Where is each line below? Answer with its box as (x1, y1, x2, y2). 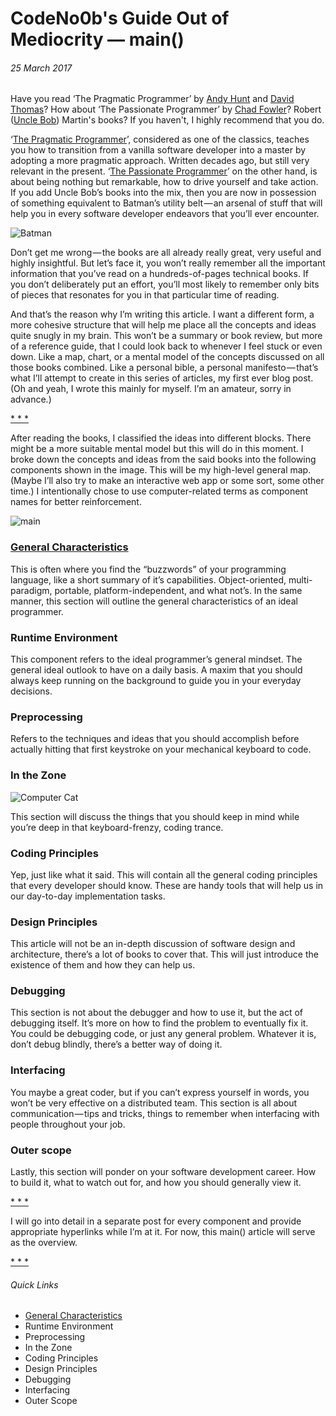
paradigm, (10, 584, 53, 596)
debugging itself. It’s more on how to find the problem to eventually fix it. (10, 1017, 309, 1029)
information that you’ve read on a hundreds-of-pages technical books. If (10, 268, 309, 280)
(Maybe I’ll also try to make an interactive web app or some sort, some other (10, 475, 325, 487)
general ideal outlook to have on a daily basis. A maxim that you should (10, 663, 303, 676)
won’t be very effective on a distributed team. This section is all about (10, 1097, 298, 1109)
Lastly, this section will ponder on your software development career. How (10, 1166, 317, 1178)
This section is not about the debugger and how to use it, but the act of (10, 1007, 303, 1019)
